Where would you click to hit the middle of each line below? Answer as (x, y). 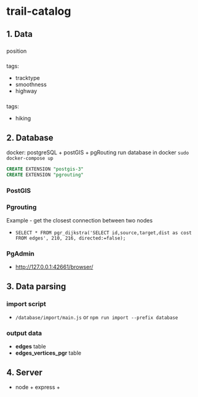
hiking (23, 119)
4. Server (25, 372)
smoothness (31, 85)
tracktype (27, 78)
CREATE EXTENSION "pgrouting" (45, 175)
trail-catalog (39, 11)
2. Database (30, 137)
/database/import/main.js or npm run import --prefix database (97, 317)
